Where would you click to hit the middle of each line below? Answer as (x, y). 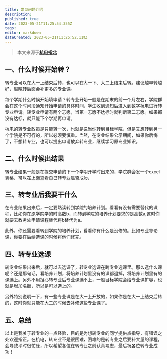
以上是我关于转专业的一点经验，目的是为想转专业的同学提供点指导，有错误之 (83, 333)
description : (19, 14)
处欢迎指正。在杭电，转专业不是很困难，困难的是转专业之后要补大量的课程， (83, 339)
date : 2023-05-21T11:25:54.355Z (39, 24)
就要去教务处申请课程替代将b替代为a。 (45, 220)
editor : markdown (23, 33)
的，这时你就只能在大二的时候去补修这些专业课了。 (57, 303)
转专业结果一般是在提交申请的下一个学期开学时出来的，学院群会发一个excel (83, 171)
